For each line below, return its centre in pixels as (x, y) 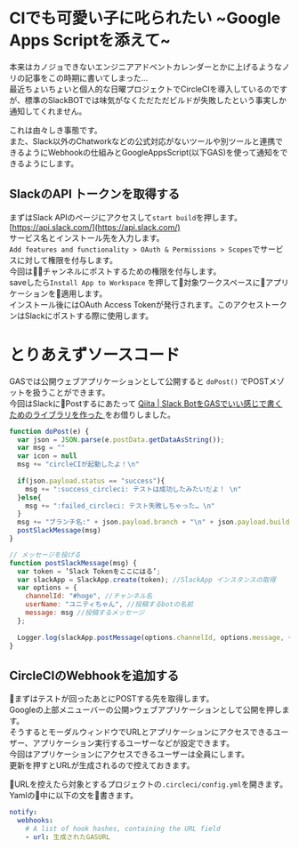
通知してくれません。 (48, 111)
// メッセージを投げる (45, 555)
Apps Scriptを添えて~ (90, 40)
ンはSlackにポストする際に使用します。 (81, 316)
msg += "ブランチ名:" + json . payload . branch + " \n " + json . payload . (143, 522)
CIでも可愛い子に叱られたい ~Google (145, 18)
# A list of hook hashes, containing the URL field (123, 829)
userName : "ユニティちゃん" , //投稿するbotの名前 (109, 605)
